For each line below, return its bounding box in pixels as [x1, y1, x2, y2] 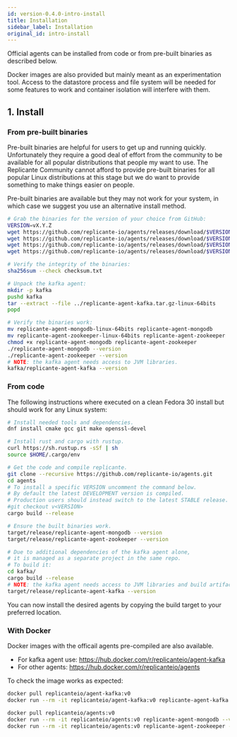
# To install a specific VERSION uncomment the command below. [7, 484, 197, 491]
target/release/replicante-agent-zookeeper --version [7, 535, 169, 543]
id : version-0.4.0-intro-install [7, 10, 106, 18]
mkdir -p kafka [7, 286, 52, 293]
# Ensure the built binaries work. [7, 523, 112, 530]
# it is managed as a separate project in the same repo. [7, 555, 181, 562]
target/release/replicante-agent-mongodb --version [7, 529, 162, 536]
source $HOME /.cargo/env [7, 451, 80, 458]
